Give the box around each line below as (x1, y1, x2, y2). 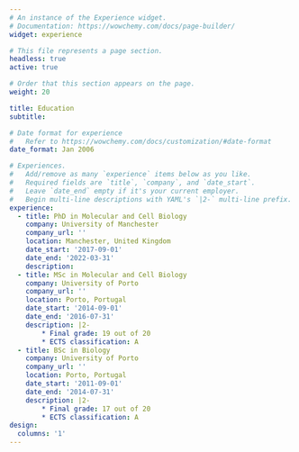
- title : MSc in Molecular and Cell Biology (17, 270, 187, 279)
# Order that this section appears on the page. (9, 79, 195, 88)
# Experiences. (9, 161, 67, 171)
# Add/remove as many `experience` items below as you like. (9, 170, 252, 179)
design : (9, 420, 39, 430)
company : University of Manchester (25, 220, 159, 230)
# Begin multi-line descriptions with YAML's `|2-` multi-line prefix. (9, 194, 293, 203)
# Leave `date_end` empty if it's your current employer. (9, 186, 240, 195)
